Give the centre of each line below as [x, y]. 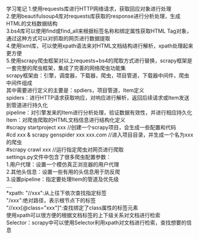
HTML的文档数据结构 [32, 23]
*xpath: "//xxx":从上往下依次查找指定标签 [56, 193]
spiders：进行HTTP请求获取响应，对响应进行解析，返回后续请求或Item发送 [98, 98]
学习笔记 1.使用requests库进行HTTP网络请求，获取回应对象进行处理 [89, 9]
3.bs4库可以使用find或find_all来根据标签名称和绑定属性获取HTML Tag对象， [99, 31]
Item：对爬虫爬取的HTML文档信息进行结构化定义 [66, 120]
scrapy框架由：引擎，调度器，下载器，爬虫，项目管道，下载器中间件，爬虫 [98, 75]
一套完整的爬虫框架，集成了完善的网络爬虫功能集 [66, 68]
